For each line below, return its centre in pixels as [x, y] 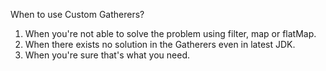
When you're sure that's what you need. [107, 55]
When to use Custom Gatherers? [77, 14]
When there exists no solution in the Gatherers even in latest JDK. [160, 44]
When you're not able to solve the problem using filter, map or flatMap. [170, 33]
